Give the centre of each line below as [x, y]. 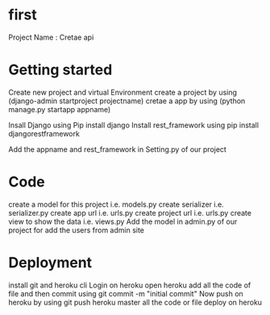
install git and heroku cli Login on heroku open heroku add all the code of [130, 285]
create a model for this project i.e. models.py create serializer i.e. [116, 204]
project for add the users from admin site [77, 230]
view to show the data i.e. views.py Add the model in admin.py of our [123, 221]
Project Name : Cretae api [51, 37]
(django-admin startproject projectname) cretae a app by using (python [127, 101]
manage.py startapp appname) [60, 109]
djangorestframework [44, 133]
